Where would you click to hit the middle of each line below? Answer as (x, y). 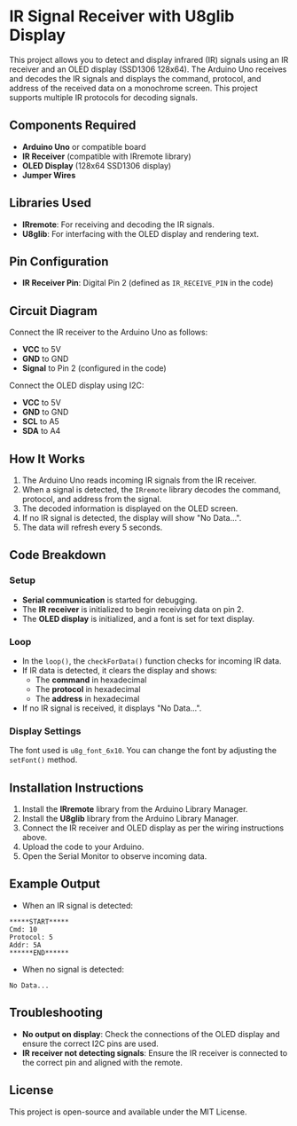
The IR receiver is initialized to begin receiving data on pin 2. (133, 609)
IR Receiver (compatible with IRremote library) (107, 156)
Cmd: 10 (23, 929)
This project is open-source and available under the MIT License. (128, 1112)
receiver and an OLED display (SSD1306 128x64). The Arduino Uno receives (148, 69)
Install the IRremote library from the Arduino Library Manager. (135, 809)
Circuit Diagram (53, 311)
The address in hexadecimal (87, 698)
